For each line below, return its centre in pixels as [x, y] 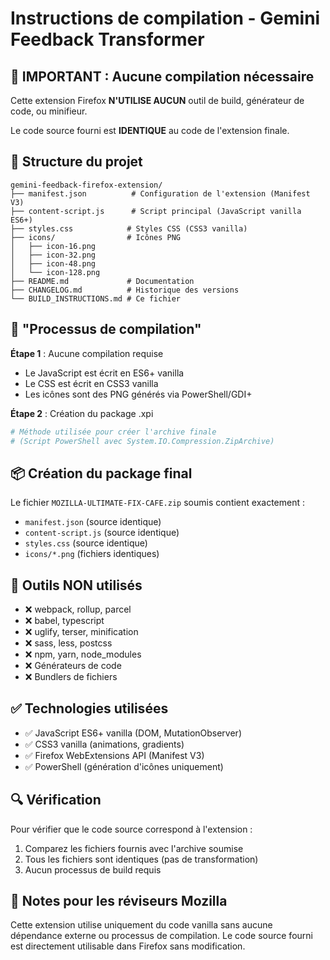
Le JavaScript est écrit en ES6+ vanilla [104, 373]
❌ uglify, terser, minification [81, 631]
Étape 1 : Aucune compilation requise [87, 353]
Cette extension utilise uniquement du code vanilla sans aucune [141, 925]
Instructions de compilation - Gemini [165, 18]
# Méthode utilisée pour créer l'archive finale [113, 432]
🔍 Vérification [56, 800]
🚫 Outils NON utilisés [76, 585]
